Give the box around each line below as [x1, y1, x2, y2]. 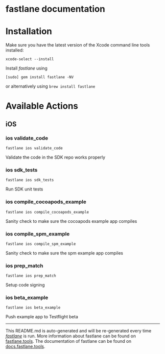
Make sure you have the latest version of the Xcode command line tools [5, 42, 150, 48]
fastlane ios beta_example [5, 305, 61, 310]
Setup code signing [5, 282, 45, 288]
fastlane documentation [5, 3, 105, 15]
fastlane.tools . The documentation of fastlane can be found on [5, 338, 132, 344]
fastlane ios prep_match [5, 273, 56, 279]
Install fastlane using [5, 65, 48, 71]
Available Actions [5, 100, 78, 112]
